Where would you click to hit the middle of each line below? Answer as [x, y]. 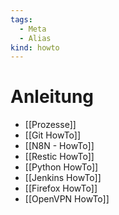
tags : [21, 19]
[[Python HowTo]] [61, 167]
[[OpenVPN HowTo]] [67, 199]
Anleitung [52, 97]
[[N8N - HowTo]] [59, 146]
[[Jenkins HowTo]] [63, 178]
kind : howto [35, 47]
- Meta [33, 29]
